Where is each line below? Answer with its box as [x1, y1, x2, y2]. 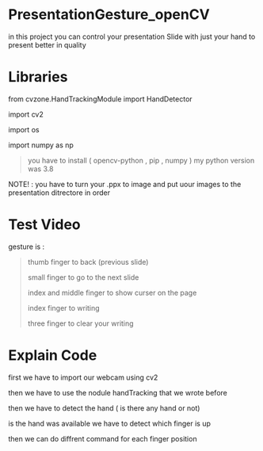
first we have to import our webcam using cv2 [8, 373, 158, 382]
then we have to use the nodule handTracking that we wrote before [8, 388, 227, 397]
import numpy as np [8, 140, 74, 150]
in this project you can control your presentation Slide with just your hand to [8, 32, 256, 41]
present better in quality [8, 40, 87, 49]
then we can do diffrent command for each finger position [8, 434, 197, 443]
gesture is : [8, 242, 45, 251]
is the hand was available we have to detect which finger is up [8, 419, 212, 428]
